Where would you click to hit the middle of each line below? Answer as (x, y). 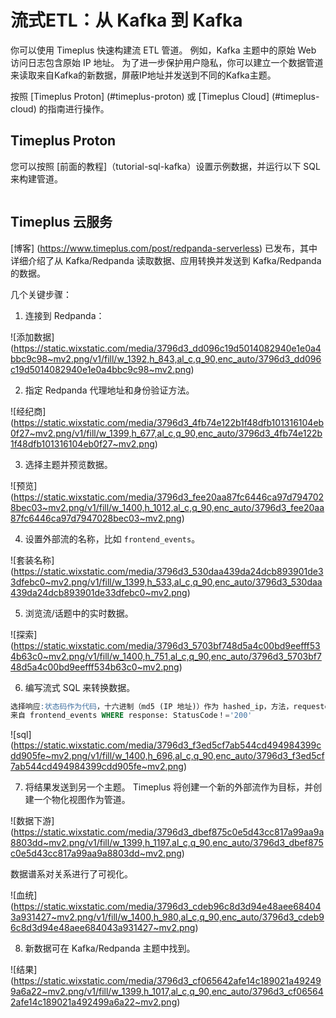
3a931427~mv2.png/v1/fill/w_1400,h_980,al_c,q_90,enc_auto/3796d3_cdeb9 (167, 917)
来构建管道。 (36, 178)
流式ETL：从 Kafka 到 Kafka (126, 20)
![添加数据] (32, 337)
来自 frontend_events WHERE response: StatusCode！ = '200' (131, 716)
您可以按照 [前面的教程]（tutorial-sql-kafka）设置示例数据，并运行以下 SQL (165, 166)
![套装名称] (32, 560)
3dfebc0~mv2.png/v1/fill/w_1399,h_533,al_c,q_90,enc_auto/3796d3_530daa (166, 582)
